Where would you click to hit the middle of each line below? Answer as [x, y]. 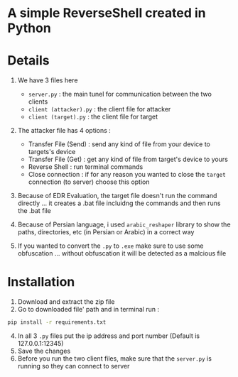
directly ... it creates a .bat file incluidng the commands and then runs [119, 203]
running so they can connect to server [74, 366]
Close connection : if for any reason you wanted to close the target [127, 175]
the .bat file [34, 211]
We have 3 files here [48, 80]
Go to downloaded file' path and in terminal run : [88, 310]
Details [28, 61]
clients [38, 102]
